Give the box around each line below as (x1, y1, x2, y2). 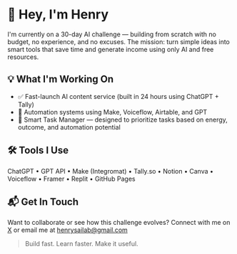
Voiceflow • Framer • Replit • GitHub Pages (7, 174, 136, 183)
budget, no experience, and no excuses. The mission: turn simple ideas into (7, 37, 231, 46)
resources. (7, 53, 39, 61)
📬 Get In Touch (7, 196, 79, 208)
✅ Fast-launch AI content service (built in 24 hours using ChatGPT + (17, 92, 219, 100)
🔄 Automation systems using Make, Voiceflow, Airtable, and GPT (17, 107, 208, 116)
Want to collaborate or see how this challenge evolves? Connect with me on (7, 218, 231, 227)
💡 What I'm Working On (7, 73, 114, 85)
